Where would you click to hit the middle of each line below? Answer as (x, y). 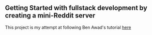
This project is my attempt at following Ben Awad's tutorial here (68, 27)
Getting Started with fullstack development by (76, 8)
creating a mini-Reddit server (50, 16)
